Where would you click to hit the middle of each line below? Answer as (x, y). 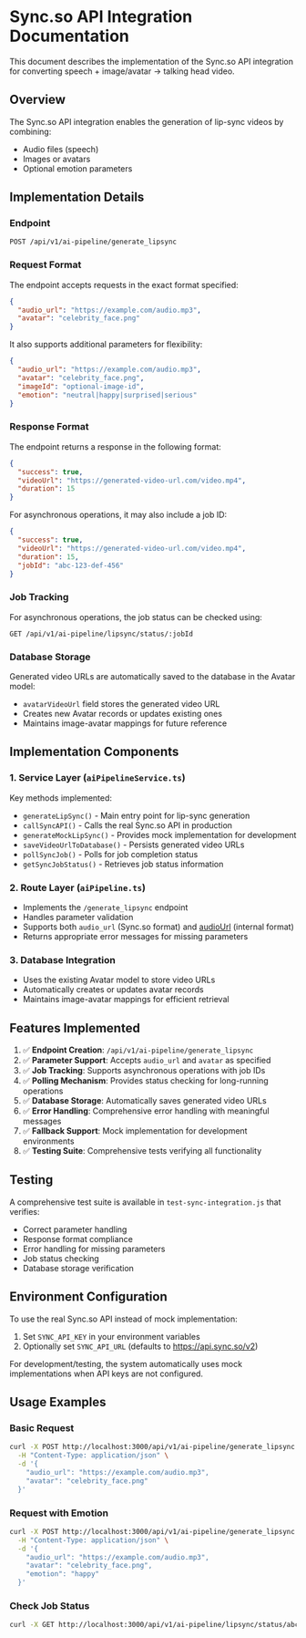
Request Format (46, 264)
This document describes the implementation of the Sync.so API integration (152, 61)
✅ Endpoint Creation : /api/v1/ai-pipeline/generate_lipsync (138, 1050)
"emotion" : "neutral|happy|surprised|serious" (107, 395)
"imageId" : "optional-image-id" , (81, 386)
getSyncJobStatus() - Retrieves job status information (123, 864)
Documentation (70, 36)
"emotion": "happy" (63, 1574)
